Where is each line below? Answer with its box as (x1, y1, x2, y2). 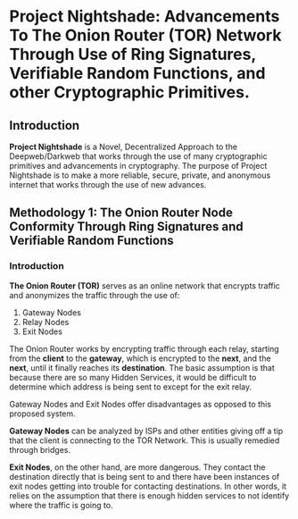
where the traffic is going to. (9, 499, 113, 510)
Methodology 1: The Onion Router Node (9, 205, 234, 221)
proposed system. (9, 408, 76, 419)
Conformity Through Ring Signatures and (9, 219, 244, 234)
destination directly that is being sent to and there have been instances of (9, 471, 280, 481)
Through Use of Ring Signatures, (9, 45, 256, 64)
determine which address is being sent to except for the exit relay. (9, 381, 252, 392)
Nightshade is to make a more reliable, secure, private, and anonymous (9, 170, 271, 180)
